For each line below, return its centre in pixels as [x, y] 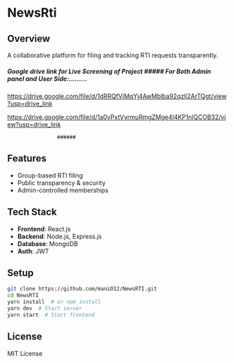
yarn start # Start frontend [51, 315]
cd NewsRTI [23, 295]
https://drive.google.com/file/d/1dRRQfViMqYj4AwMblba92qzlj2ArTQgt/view [117, 96]
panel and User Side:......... [47, 79]
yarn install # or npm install [54, 302]
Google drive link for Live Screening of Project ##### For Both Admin [109, 71]
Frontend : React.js [44, 229]
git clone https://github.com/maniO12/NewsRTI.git [82, 289]
